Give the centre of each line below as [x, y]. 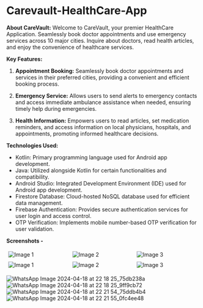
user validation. [35, 229]
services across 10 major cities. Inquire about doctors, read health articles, [100, 40]
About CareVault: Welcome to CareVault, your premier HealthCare [90, 28]
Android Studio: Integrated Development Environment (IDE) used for [101, 183]
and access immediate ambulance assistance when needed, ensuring [103, 102]
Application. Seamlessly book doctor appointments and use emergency [96, 34]
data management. [39, 203]
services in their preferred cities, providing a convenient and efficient [102, 77]
